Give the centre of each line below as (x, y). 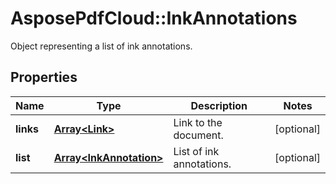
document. (198, 135)
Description (219, 105)
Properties (44, 77)
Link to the (198, 122)
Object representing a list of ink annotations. (101, 46)
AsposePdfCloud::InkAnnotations (154, 18)
